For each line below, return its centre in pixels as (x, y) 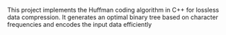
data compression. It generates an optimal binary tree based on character (113, 17)
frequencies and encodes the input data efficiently (80, 24)
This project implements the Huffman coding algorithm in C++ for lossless (113, 10)
